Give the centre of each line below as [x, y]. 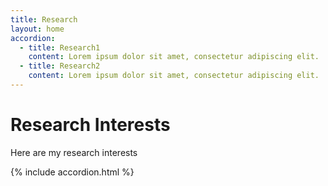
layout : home [37, 29]
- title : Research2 [60, 66]
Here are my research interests [74, 152]
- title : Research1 [60, 47]
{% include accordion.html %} [72, 172]
